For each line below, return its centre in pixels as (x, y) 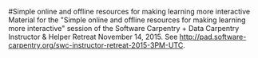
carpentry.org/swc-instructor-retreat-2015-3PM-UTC (96, 45)
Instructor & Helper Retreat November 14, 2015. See (93, 37)
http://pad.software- (213, 37)
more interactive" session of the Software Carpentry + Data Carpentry (124, 28)
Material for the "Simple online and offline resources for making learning (127, 20)
